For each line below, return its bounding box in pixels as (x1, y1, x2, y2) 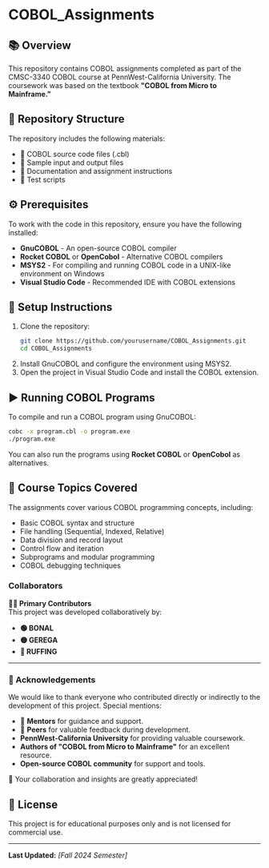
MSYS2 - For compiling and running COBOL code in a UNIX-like (19, 260, 231, 270)
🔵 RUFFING (19, 646, 58, 656)
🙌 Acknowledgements (8, 674, 96, 685)
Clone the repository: (19, 322, 90, 332)
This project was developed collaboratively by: (8, 607, 163, 617)
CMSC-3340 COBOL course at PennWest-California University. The (8, 72, 231, 82)
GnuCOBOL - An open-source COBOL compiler (19, 243, 178, 253)
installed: (8, 227, 38, 237)
